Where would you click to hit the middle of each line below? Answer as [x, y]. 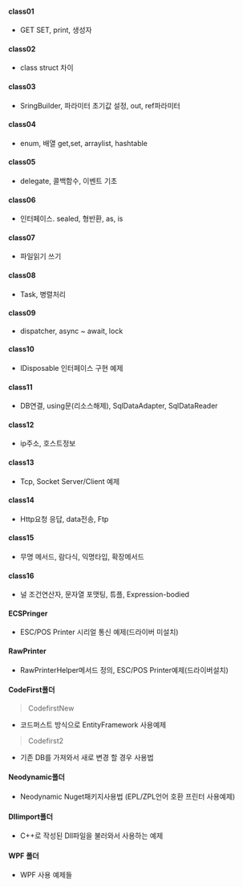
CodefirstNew [51, 708]
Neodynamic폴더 [37, 777]
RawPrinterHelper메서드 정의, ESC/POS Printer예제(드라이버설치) [124, 669]
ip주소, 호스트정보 [48, 443]
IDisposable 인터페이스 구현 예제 [71, 368]
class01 [21, 11]
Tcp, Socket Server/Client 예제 [70, 481]
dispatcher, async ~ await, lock [71, 331]
